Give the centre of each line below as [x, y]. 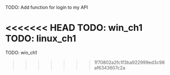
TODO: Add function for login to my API [47, 7]
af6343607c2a [110, 67]
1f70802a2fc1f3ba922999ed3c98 [129, 62]
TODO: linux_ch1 [41, 39]
